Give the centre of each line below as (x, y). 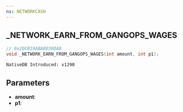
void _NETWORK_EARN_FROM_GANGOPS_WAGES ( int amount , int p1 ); (83, 54)
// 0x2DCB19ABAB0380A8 (34, 49)
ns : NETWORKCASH (26, 11)
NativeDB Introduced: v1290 (41, 65)
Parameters (28, 83)
